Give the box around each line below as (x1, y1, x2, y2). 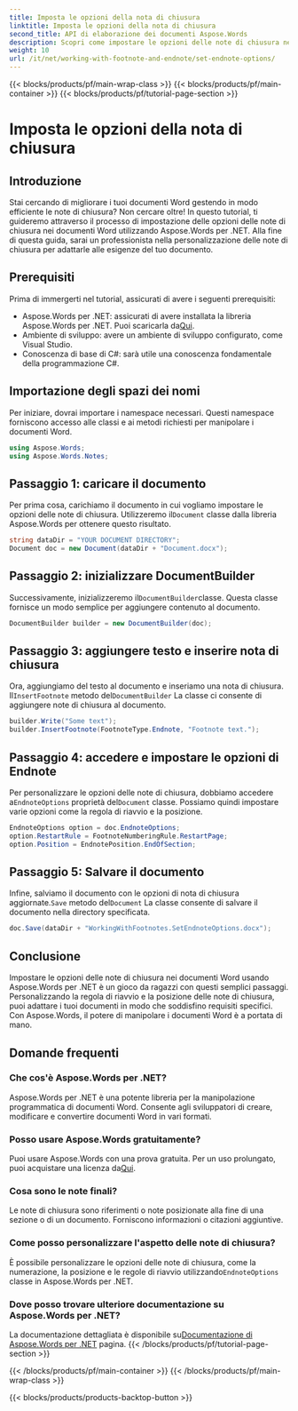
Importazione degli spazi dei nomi (9, 384, 200, 399)
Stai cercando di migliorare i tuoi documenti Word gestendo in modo (9, 197, 259, 207)
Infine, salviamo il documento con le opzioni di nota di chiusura (9, 888, 239, 898)
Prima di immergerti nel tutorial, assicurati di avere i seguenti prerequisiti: (9, 293, 277, 304)
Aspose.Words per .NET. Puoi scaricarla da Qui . (21, 320, 195, 331)
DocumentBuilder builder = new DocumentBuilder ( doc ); (9, 618, 213, 627)
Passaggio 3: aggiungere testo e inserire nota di (9, 643, 279, 658)
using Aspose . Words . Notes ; (9, 451, 109, 460)
